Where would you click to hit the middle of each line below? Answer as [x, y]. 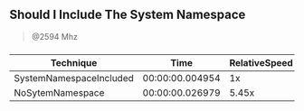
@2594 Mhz [55, 36]
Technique [74, 62]
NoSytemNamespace [59, 92]
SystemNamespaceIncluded [74, 78]
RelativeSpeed [261, 62]
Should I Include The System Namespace [128, 15]
